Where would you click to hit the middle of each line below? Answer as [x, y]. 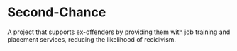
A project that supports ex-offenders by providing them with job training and [119, 32]
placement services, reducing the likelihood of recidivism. [92, 39]
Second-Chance [57, 12]
